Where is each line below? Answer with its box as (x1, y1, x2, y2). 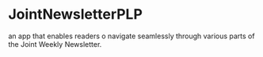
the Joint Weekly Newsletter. (8, 39, 102, 48)
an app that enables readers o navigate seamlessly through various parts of (8, 31, 255, 41)
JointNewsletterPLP (8, 5, 143, 23)
